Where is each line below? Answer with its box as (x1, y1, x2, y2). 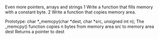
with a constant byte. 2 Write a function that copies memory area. (5, 9, 136, 15)
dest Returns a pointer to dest (5, 29, 64, 34)
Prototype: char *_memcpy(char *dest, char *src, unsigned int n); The (5, 19, 144, 24)
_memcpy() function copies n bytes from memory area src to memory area (5, 24, 154, 29)
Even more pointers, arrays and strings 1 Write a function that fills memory (5, 4, 153, 10)
